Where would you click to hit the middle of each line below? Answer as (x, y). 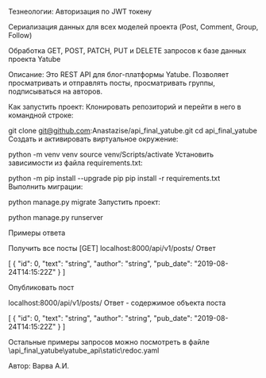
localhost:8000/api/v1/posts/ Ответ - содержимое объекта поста (117, 303)
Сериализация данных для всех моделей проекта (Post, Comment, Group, (133, 27)
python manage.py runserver (56, 217)
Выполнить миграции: (46, 187)
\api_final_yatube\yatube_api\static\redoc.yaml (84, 350)
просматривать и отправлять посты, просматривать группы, (112, 83)
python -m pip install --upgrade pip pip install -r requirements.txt (114, 178)
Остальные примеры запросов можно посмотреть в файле (109, 342)
